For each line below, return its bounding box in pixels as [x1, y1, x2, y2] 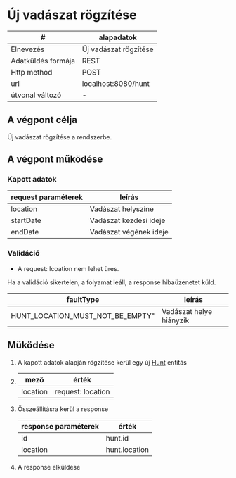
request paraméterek [11, 192, 83, 202]
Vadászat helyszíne [89, 204, 155, 214]
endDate [11, 227, 39, 237]
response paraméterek [20, 421, 100, 431]
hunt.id [105, 433, 129, 443]
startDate [11, 215, 42, 225]
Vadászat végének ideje [89, 227, 169, 237]
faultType [66, 294, 100, 304]
